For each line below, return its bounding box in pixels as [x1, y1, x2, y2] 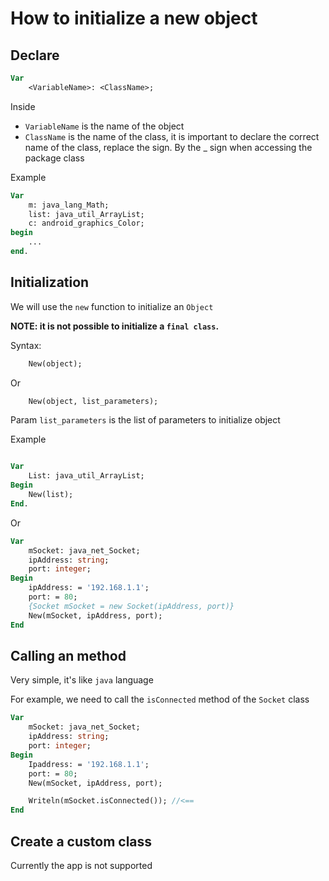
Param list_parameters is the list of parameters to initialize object [10, 414, 281, 426]
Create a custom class [10, 833, 153, 850]
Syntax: [10, 339, 42, 351]
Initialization [10, 274, 90, 291]
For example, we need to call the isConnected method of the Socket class [10, 693, 310, 706]
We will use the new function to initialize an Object [10, 300, 214, 312]
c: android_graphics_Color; [28, 218, 145, 229]
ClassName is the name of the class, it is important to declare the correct [24, 130, 320, 142]
